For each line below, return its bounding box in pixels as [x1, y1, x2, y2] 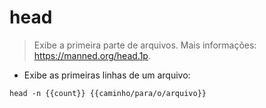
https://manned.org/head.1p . [33, 49, 151, 61]
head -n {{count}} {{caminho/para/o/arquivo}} [9, 88, 207, 98]
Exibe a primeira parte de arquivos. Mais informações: [33, 39, 257, 51]
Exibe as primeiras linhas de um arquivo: [23, 69, 191, 81]
